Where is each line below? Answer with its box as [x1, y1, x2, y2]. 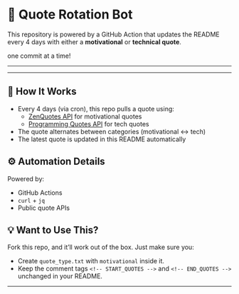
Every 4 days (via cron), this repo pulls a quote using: [17, 104, 174, 113]
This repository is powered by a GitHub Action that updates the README [7, 30, 221, 39]
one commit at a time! [7, 51, 71, 60]
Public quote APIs [17, 203, 70, 212]
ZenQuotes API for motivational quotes [28, 112, 142, 121]
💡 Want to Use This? [7, 224, 99, 236]
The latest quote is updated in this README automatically [17, 135, 186, 143]
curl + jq [17, 196, 45, 204]
